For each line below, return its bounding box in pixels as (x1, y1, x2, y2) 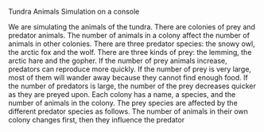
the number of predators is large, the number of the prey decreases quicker (8, 81, 256, 91)
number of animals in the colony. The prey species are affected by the (8, 99, 239, 107)
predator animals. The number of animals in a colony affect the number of (8, 31, 250, 40)
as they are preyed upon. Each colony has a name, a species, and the (8, 90, 236, 99)
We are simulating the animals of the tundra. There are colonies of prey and (8, 22, 256, 31)
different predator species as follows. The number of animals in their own (8, 107, 249, 116)
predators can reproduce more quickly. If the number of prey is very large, (8, 64, 252, 74)
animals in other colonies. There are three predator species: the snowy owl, (8, 39, 256, 49)
